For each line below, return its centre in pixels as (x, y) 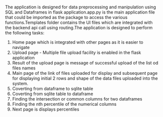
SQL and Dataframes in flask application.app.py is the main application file (80, 12)
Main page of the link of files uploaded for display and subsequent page (85, 73)
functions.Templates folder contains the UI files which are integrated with (79, 22)
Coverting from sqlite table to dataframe (53, 94)
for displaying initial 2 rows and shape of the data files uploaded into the (85, 78)
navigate (21, 47)
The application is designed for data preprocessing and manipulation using (81, 7)
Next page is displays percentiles (46, 109)
